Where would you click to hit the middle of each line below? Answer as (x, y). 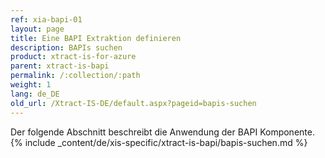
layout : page (37, 29)
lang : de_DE (35, 94)
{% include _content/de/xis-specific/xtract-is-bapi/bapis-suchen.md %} (159, 142)
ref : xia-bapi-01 (46, 19)
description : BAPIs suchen (66, 47)
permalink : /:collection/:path (75, 76)
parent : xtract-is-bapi (60, 66)
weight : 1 (31, 85)
